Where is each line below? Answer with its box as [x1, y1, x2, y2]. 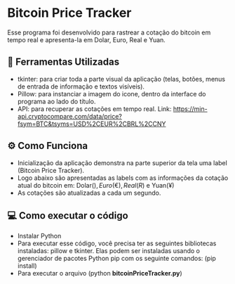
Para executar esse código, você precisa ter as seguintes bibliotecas [17, 239, 217, 247]
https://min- [173, 104, 208, 113]
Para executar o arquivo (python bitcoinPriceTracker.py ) [17, 269, 182, 278]
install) [17, 262, 37, 270]
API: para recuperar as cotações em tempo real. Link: [17, 104, 172, 113]
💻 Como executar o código [7, 209, 128, 221]
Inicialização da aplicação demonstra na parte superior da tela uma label [17, 158, 228, 167]
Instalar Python [17, 232, 62, 240]
